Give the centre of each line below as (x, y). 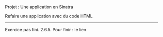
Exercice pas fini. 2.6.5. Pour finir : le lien (46, 30)
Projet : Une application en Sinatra (39, 7)
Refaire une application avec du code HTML (49, 16)
